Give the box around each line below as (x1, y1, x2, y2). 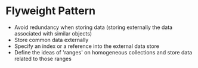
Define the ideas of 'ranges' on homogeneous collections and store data (14, 48, 193, 56)
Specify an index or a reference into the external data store (14, 43, 159, 50)
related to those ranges (14, 55, 72, 62)
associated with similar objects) (14, 30, 92, 37)
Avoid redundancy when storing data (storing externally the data (14, 24, 173, 31)
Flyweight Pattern (5, 4, 96, 18)
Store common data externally (14, 36, 89, 43)
